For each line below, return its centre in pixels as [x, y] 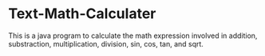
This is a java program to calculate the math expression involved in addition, [133, 35]
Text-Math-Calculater [82, 14]
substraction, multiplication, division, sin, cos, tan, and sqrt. [106, 43]
